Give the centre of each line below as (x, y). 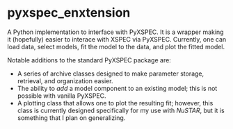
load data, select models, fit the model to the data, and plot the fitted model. (116, 46)
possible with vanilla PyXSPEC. (62, 96)
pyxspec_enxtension (69, 13)
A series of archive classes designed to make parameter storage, (111, 74)
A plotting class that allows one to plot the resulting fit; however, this (115, 103)
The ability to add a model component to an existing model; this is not (117, 88)
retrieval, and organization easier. (65, 80)
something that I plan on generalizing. (71, 118)
